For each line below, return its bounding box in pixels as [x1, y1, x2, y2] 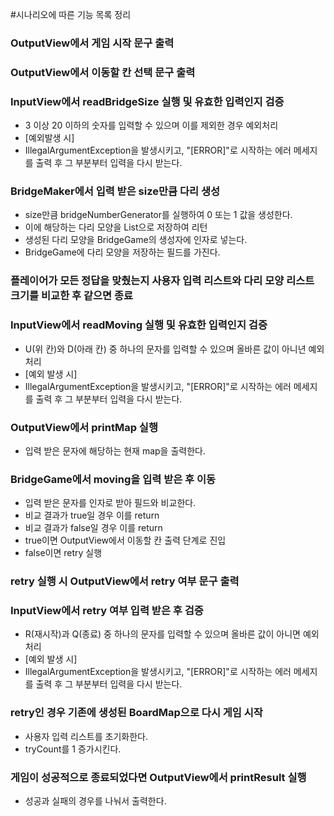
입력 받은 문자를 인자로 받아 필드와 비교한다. [24, 497, 197, 509]
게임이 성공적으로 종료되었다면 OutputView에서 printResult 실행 [10, 770, 307, 784]
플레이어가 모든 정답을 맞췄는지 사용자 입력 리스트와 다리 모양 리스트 [10, 274, 315, 288]
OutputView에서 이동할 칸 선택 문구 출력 [10, 65, 196, 79]
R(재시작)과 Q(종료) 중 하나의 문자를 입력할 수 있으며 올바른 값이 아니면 [24, 628, 301, 640]
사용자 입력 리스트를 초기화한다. [24, 730, 148, 742]
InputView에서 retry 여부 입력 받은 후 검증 [10, 604, 204, 618]
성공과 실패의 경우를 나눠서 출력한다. [24, 795, 167, 807]
